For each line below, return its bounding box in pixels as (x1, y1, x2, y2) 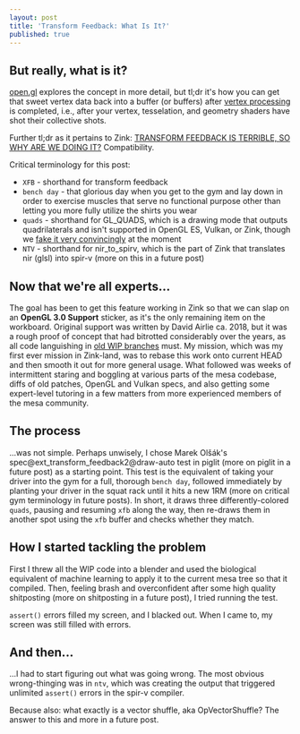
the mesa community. (9, 397, 90, 408)
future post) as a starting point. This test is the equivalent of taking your (9, 466, 274, 477)
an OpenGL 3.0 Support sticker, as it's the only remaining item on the (9, 312, 266, 322)
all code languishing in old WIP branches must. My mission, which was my (9, 341, 284, 351)
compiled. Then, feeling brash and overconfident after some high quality (9, 583, 276, 593)
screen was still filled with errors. (9, 619, 132, 629)
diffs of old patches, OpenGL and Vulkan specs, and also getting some (9, 379, 270, 389)
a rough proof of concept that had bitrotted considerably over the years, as (9, 331, 287, 341)
